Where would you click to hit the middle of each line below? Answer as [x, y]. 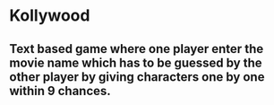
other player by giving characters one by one [137, 77]
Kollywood [50, 16]
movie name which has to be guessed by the [136, 62]
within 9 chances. [60, 91]
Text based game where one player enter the [137, 49]
